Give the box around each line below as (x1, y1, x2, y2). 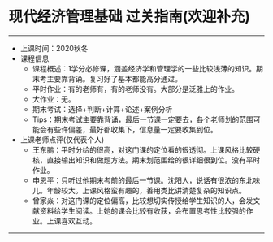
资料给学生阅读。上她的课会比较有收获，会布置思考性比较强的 (39, 205, 246, 215)
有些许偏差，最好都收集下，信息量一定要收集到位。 (46, 124, 218, 134)
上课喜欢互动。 (46, 216, 97, 226)
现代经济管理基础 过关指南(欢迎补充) (8, 7, 250, 26)
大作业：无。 (32, 94, 76, 104)
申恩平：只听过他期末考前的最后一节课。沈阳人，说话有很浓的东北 (32, 175, 253, 185)
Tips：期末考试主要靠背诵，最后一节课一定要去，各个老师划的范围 (32, 115, 253, 124)
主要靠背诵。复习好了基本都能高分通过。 (46, 74, 183, 84)
